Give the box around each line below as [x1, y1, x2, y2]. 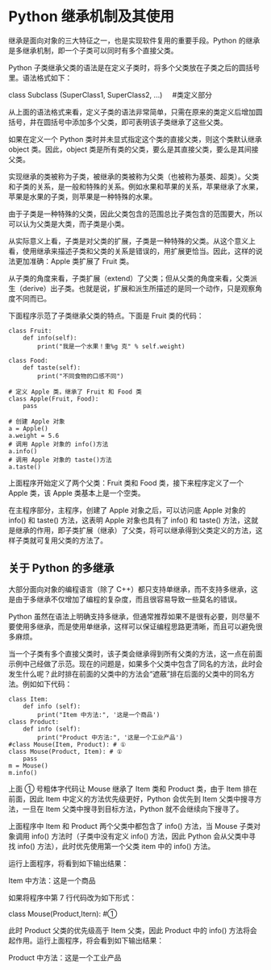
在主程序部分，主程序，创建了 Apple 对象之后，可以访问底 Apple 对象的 [8, 505, 246, 514]
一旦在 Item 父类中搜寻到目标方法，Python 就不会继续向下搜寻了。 [22, 804, 244, 814]
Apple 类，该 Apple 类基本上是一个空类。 [8, 488, 145, 497]
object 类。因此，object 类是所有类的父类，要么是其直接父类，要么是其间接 [8, 144, 260, 154]
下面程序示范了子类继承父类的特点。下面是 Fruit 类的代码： [8, 310, 204, 320]
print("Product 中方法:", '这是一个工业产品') [37, 733, 183, 742]
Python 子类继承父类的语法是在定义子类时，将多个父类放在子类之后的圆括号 [8, 62, 261, 73]
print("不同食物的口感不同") [37, 372, 124, 380]
